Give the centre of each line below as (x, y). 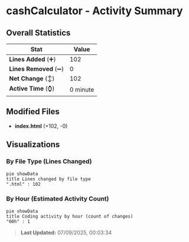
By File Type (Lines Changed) (49, 162)
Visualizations (33, 145)
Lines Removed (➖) (36, 69)
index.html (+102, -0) (41, 126)
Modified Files (33, 112)
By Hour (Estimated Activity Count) (58, 199)
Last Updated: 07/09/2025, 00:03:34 (66, 233)
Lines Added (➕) (32, 59)
